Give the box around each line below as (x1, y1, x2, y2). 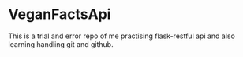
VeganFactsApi (8, 5, 111, 23)
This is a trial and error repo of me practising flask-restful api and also (8, 31, 235, 41)
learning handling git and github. (8, 39, 114, 48)
